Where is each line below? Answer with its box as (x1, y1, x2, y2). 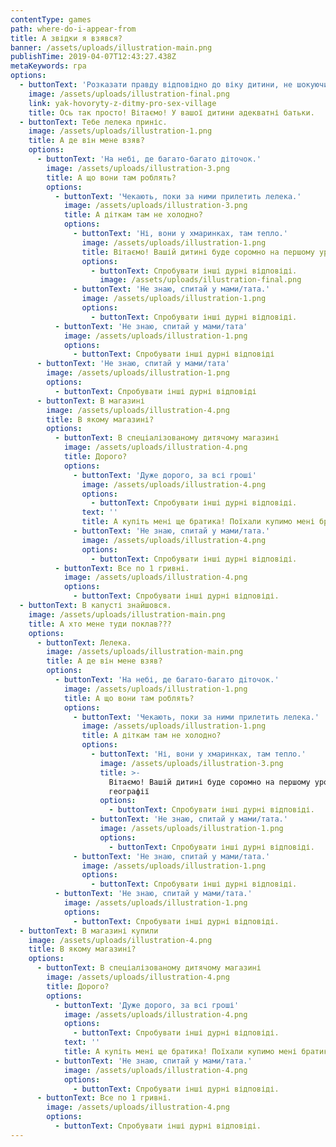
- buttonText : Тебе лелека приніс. (19, 117, 168, 127)
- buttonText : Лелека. (36, 637, 132, 648)
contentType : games (10, 14, 92, 25)
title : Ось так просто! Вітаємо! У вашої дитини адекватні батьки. (28, 107, 315, 118)
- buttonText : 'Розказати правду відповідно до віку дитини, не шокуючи (19, 80, 329, 90)
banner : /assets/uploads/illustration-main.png (10, 42, 213, 53)
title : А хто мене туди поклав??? (28, 619, 172, 629)
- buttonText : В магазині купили (19, 926, 159, 936)
